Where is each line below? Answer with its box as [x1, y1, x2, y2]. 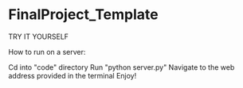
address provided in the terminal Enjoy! [8, 71, 137, 80]
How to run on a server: [8, 47, 86, 56]
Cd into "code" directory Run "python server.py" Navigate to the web [8, 62, 235, 72]
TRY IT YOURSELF [8, 32, 69, 41]
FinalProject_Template [8, 6, 159, 24]
